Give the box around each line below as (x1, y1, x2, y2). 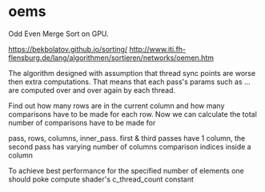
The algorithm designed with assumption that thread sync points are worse (8, 68, 256, 78)
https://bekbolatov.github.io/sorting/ (8, 44, 128, 54)
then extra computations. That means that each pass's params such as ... (8, 77, 251, 86)
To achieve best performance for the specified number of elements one (8, 166, 244, 175)
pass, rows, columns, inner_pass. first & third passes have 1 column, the (8, 133, 246, 142)
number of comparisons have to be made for (8, 118, 156, 127)
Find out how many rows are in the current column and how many (8, 101, 225, 110)
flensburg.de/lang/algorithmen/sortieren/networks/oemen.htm (8, 53, 215, 62)
